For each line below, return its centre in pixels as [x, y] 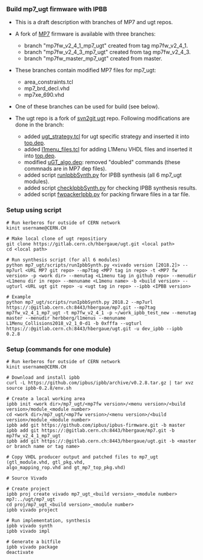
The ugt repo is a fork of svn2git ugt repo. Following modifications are [102, 118]
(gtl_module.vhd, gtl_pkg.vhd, [46, 462]
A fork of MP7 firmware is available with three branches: [85, 34]
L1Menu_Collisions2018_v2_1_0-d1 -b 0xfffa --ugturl [74, 323]
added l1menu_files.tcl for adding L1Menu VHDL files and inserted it [108, 150]
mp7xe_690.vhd [44, 95]
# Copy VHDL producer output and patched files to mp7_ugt [82, 457]
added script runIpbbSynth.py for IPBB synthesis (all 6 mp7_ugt [103, 175]
